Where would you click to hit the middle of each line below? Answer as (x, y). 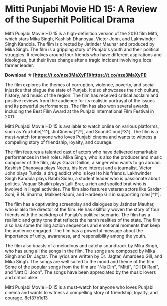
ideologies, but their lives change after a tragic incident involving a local (79, 60)
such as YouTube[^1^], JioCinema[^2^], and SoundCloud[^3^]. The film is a (82, 131)
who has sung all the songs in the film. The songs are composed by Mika (80, 251)
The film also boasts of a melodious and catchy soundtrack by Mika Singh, (82, 245)
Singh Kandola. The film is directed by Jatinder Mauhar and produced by (80, 44)
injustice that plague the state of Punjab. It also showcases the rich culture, (82, 90)
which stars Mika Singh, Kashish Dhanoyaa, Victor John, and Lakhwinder (80, 39)
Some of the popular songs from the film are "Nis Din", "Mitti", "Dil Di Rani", (82, 267)
